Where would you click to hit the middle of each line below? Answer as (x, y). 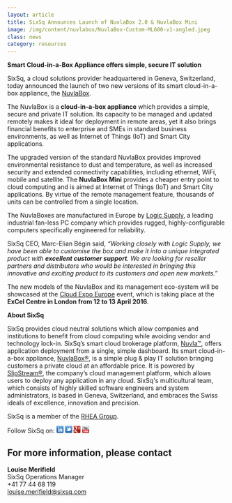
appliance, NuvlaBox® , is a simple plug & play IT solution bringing (119, 359)
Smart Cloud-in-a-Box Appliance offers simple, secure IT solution (105, 65)
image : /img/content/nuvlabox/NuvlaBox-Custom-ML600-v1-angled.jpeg (109, 29)
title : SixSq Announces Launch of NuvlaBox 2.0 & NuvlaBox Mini (102, 22)
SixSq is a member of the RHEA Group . (63, 416)
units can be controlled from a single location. (73, 202)
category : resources (37, 44)
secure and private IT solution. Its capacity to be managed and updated (110, 114)
